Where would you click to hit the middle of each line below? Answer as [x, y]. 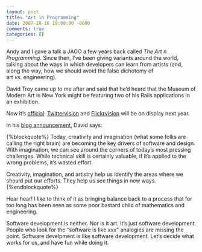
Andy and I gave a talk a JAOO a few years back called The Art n [87, 51]
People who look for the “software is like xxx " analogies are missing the [95, 230]
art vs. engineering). [31, 77]
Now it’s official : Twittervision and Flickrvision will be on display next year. [98, 114]
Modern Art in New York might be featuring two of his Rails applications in [98, 95]
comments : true [25, 29]
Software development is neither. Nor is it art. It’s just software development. [101, 224]
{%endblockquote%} [33, 187]
